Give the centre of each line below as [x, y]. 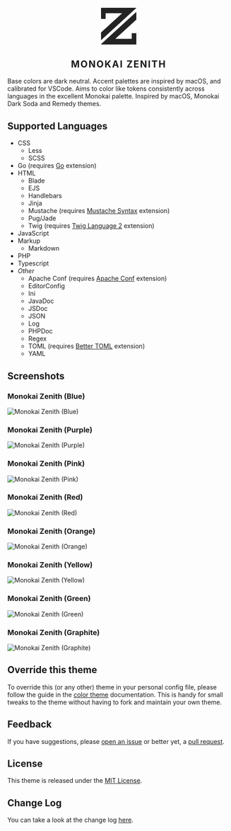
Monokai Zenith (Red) [45, 498]
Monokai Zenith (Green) [49, 599]
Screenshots [36, 376]
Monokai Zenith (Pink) [46, 464]
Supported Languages [58, 126]
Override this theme [52, 670]
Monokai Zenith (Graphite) [54, 632]
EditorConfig [47, 286]
